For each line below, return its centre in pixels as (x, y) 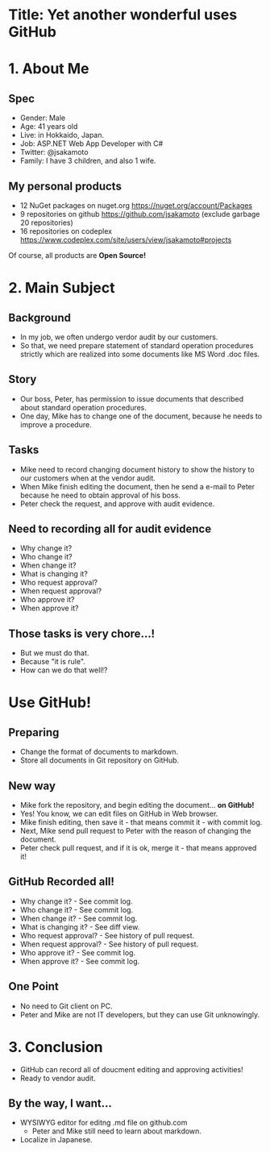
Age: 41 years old (49, 127)
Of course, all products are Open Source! (77, 255)
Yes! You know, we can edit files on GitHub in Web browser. (119, 814)
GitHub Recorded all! (62, 882)
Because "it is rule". (53, 662)
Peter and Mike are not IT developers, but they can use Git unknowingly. (140, 1014)
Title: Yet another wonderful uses (123, 15)
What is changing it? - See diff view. (80, 927)
